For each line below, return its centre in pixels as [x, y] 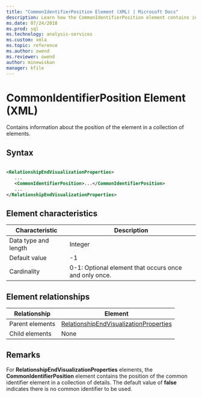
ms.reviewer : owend [31, 57]
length [18, 248]
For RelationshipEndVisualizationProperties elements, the [80, 369]
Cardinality [25, 272]
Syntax [20, 152]
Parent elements [32, 324]
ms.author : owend [28, 51]
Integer [80, 244]
